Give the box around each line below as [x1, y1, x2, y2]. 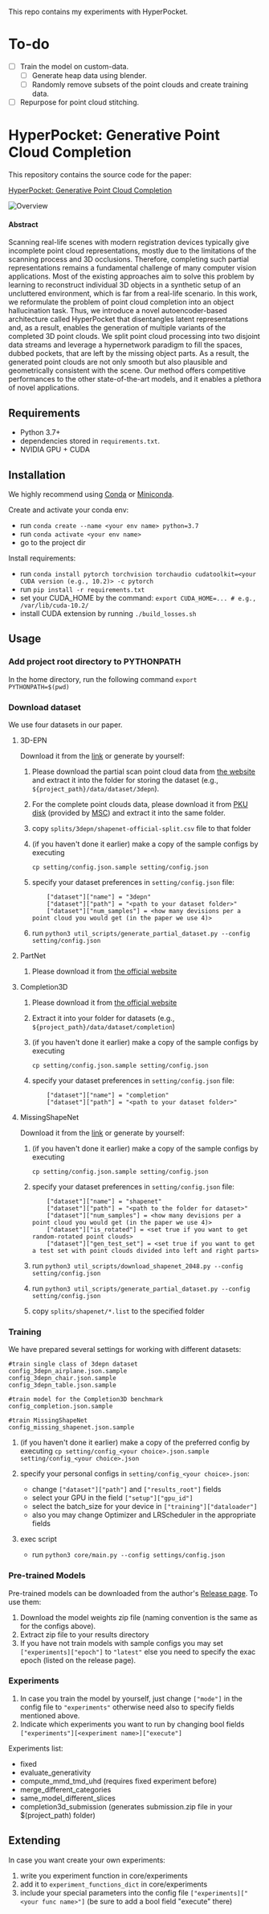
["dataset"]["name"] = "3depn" [47, 893, 151, 901]
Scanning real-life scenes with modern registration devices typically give [8, 238, 250, 247]
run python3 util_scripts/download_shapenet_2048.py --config [31, 1260, 243, 1271]
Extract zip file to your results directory [19, 1630, 149, 1639]
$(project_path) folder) [19, 1810, 96, 1820]
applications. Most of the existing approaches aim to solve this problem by [8, 271, 255, 281]
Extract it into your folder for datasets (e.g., [31, 1013, 175, 1023]
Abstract [8, 219, 39, 229]
